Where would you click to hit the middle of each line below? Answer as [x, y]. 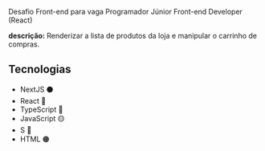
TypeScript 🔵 [41, 109]
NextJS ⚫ [37, 89]
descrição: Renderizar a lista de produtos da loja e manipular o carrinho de [132, 36]
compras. [24, 44]
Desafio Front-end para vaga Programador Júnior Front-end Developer [126, 12]
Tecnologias [40, 69]
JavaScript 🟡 [42, 118]
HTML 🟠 [35, 139]
